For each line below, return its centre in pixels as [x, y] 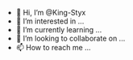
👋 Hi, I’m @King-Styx [51, 13]
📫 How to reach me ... [53, 47]
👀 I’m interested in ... [50, 21]
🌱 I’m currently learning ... [59, 30]
